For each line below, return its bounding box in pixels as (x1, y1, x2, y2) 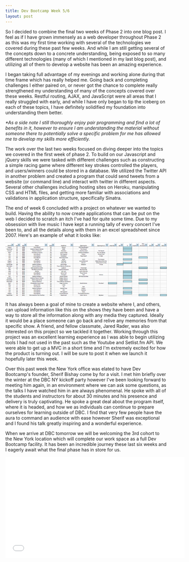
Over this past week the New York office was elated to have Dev (5, 366, 141, 372)
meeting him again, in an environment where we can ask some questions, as (5, 382, 166, 388)
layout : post (5, 13, 33, 19)
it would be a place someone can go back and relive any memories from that (5, 317, 167, 324)
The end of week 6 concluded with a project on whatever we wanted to (5, 204, 156, 211)
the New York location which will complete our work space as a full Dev (5, 436, 157, 442)
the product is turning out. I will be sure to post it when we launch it (5, 350, 148, 357)
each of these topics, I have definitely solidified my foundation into (5, 104, 146, 110)
